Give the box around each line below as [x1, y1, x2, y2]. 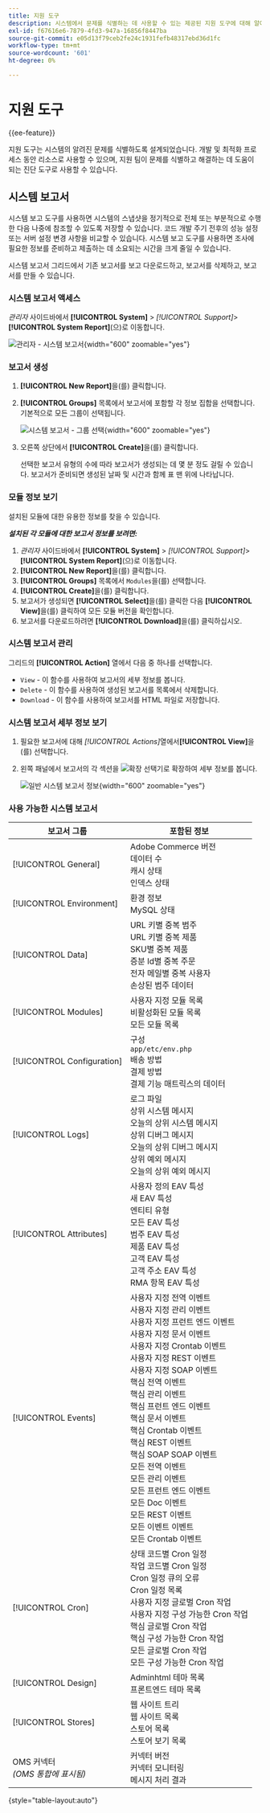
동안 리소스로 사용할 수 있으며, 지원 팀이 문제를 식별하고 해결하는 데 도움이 [22, 154, 255, 164]
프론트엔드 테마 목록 [129, 1684, 202, 1696]
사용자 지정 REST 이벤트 [129, 1353, 217, 1364]
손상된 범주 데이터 [129, 980, 194, 991]
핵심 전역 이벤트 [129, 1377, 187, 1388]
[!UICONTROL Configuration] [12, 1056, 123, 1067]
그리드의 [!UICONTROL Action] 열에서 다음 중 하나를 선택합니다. [8, 657, 213, 667]
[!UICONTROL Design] [12, 1677, 97, 1688]
